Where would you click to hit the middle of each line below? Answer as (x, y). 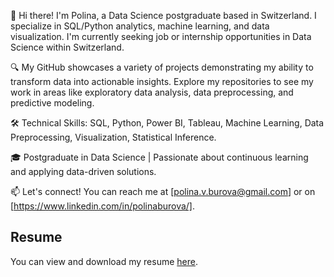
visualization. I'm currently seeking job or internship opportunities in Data (161, 36)
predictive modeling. (52, 103)
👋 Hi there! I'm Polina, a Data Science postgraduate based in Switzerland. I (163, 15)
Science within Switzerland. (67, 47)
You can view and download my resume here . (104, 261)
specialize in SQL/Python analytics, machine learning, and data (140, 26)
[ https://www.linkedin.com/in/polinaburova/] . (103, 206)
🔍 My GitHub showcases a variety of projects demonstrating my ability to (162, 67)
